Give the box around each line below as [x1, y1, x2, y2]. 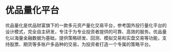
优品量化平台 [5, 5, 60, 16]
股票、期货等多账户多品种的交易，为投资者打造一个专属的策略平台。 [9, 41, 154, 47]
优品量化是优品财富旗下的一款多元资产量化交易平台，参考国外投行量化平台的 [5, 22, 167, 28]
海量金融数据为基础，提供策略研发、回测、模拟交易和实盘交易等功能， [14, 35, 162, 41]
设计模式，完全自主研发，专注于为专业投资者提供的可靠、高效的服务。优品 [5, 28, 162, 34]
